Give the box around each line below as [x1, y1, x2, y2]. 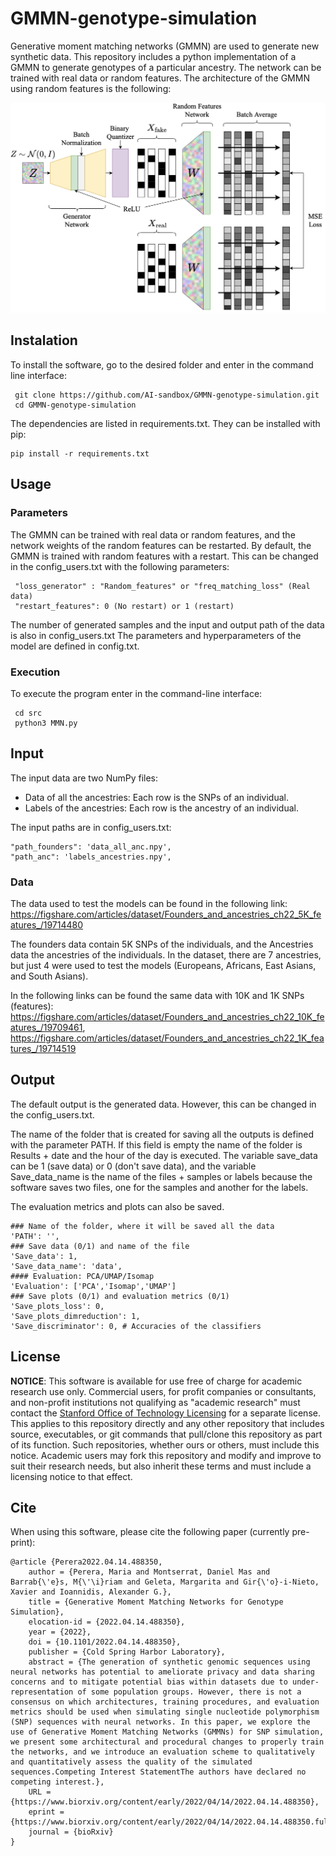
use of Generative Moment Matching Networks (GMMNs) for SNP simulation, [10, 1727, 325, 1737]
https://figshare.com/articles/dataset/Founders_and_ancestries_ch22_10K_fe [10, 1011, 325, 1022]
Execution [10, 665, 61, 679]
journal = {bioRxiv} [28, 1827, 114, 1837]
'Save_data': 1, [10, 1251, 78, 1261]
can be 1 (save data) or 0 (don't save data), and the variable [10, 1160, 257, 1172]
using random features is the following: [10, 82, 172, 94]
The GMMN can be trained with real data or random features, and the [10, 528, 296, 541]
